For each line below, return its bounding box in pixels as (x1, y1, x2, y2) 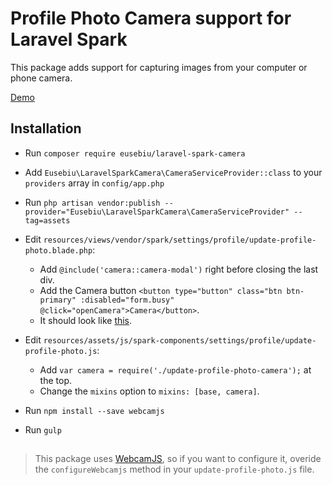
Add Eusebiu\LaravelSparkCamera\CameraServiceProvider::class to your (24, 166, 323, 178)
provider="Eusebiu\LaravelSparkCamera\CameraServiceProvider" (24, 207, 290, 217)
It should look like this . (39, 314, 133, 326)
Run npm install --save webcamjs (24, 404, 165, 416)
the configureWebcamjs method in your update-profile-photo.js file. (34, 463, 315, 476)
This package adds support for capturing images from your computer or (10, 61, 308, 73)
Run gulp (24, 423, 62, 436)
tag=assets (24, 215, 71, 226)
